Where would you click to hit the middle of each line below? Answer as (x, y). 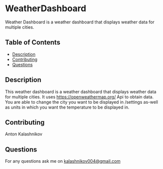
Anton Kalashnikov (24, 134)
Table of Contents (33, 43)
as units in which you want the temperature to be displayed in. (67, 107)
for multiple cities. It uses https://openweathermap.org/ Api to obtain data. (79, 97)
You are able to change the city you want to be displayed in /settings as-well (81, 102)
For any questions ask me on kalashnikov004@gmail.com (63, 161)
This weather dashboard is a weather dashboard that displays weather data (81, 92)
